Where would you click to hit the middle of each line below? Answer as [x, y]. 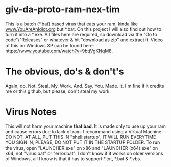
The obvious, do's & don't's [65, 71]
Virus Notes [31, 112]
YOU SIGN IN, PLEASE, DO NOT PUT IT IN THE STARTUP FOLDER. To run [83, 142]
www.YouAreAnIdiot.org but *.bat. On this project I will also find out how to [83, 29]
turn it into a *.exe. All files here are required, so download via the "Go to [81, 34]
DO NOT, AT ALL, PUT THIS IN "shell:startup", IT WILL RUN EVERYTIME [81, 137]
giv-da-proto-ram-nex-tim [63, 9]
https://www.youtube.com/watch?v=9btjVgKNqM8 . [59, 51]
